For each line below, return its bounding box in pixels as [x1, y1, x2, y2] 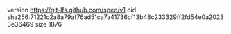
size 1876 [35, 20, 62, 28]
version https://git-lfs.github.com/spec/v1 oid [7, 6, 137, 14]
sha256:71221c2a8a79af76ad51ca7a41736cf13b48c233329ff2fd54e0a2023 [7, 13, 224, 21]
